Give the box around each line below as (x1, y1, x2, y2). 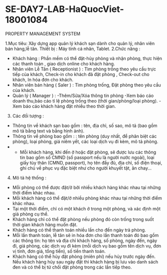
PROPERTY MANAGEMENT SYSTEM (5, 30, 81, 36)
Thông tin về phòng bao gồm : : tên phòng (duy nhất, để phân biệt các (12, 133, 157, 139)
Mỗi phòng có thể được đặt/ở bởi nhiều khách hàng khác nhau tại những (12, 184, 161, 190)
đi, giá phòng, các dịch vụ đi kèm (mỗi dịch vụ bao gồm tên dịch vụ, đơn (12, 242, 162, 248)
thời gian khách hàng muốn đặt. (12, 221, 78, 227)
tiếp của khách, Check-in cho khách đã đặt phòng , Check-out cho (12, 71, 150, 77)
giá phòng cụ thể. (12, 211, 49, 217)
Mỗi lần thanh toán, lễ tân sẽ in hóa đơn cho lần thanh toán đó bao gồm (12, 232, 159, 238)
